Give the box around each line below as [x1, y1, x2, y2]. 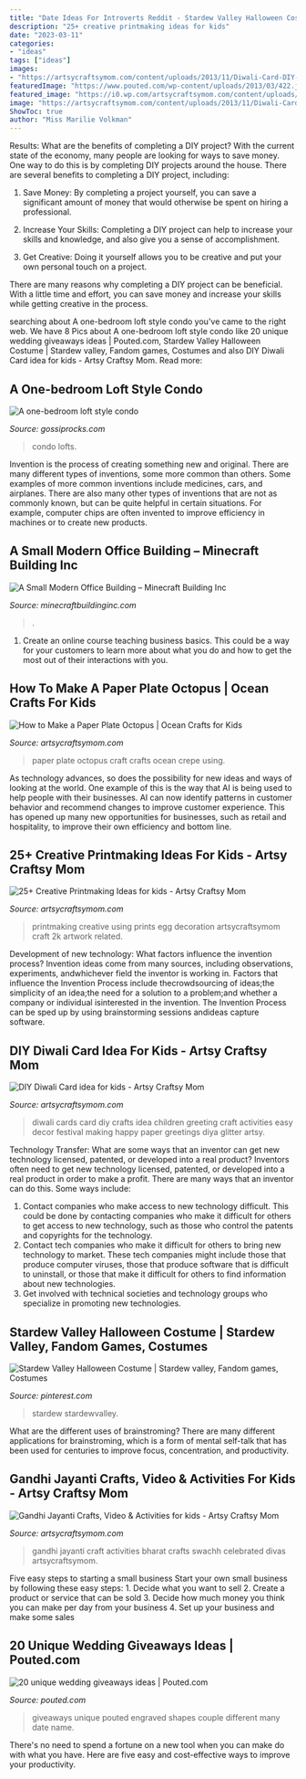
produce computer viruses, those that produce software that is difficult [22, 1259, 290, 1270]
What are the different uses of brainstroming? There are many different [9, 1426, 276, 1437]
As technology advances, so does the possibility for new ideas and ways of [9, 773, 293, 784]
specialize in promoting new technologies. [22, 1298, 182, 1309]
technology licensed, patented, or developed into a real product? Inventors [9, 1154, 290, 1165]
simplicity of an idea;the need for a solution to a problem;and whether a [9, 987, 278, 998]
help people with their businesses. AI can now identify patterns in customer [9, 792, 293, 803]
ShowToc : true [9, 107, 64, 116]
